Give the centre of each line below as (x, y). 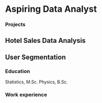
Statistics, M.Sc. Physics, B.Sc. (36, 82)
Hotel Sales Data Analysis (46, 40)
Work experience (26, 95)
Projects (15, 25)
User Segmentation (35, 57)
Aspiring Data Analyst (51, 9)
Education (18, 71)
